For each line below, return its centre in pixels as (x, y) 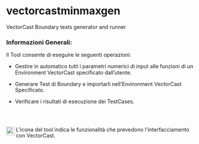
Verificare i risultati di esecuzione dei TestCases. (75, 101)
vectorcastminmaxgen (63, 11)
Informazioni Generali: (39, 42)
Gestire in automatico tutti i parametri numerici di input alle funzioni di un (104, 66)
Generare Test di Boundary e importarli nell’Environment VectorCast (98, 84)
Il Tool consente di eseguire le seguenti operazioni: (69, 55)
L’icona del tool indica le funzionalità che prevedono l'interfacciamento (102, 130)
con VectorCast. (35, 136)
